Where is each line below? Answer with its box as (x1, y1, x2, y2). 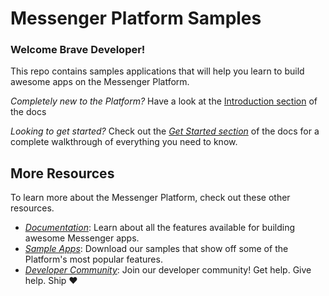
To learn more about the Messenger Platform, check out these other (10, 192, 291, 204)
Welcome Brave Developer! (10, 43, 146, 57)
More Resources (10, 165, 115, 182)
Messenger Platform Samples (10, 7, 262, 30)
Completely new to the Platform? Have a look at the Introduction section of (10, 95, 318, 107)
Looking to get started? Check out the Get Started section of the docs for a (10, 125, 320, 137)
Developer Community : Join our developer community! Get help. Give (24, 264, 312, 276)
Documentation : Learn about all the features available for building (24, 222, 295, 234)
